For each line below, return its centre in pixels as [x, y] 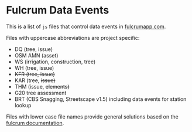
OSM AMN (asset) [36, 55]
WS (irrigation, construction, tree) [55, 62]
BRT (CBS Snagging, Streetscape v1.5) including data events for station [100, 99]
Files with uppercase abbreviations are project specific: [73, 38]
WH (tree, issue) [34, 67]
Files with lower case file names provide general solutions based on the [92, 116]
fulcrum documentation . [35, 123]
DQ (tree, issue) [34, 49]
